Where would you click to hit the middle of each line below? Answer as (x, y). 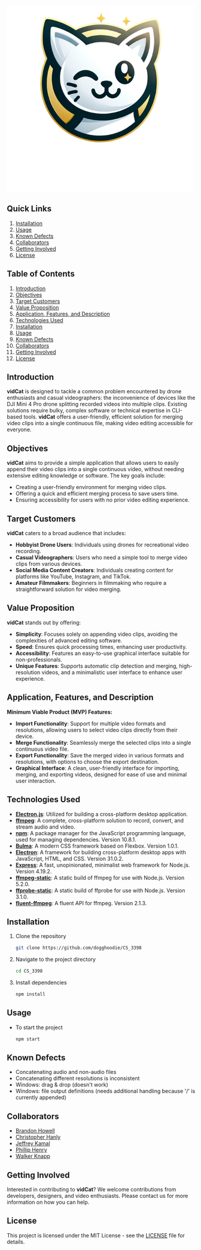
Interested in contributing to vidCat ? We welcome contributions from (92, 1190)
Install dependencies (41, 982)
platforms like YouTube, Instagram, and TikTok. (73, 577)
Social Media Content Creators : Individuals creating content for (94, 571)
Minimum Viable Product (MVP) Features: (60, 712)
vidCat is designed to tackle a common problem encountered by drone (94, 392)
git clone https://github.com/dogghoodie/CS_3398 (79, 948)
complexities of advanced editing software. (69, 640)
